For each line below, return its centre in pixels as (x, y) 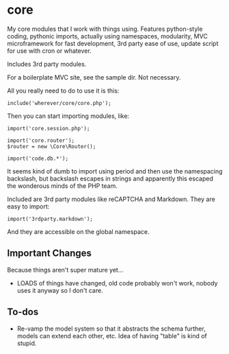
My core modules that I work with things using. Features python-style (105, 29)
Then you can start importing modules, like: (68, 116)
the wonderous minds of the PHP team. (63, 186)
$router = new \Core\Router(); (52, 146)
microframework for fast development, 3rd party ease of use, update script (113, 43)
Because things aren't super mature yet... (65, 270)
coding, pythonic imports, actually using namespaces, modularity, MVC (108, 36)
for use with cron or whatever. (50, 51)
